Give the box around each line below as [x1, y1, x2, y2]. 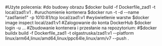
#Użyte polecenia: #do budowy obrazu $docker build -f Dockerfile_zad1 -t [5, 4, 156, 10]
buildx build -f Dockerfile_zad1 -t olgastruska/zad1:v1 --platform [5, 30, 134, 36]
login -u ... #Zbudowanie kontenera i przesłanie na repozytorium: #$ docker [5, 25, 157, 31]
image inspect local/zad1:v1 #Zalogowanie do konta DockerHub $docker [5, 20, 152, 25]
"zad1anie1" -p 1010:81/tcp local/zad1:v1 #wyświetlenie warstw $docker [5, 15, 150, 20]
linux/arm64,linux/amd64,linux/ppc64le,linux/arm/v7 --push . [5, 35, 129, 41]
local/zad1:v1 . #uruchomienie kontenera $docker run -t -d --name [5, 9, 139, 15]
